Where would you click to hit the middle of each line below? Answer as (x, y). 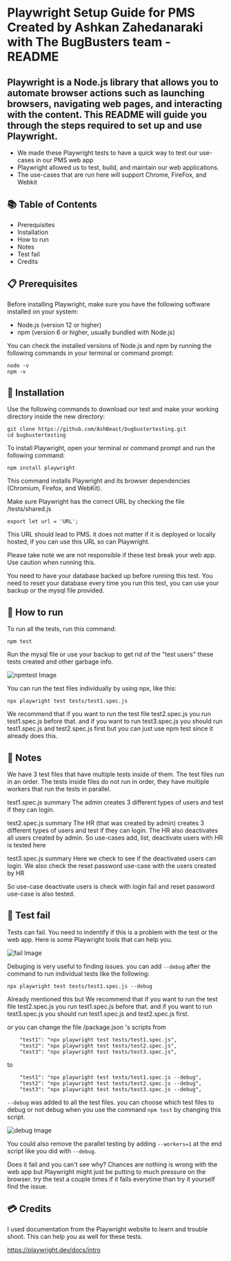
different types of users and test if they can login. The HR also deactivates (113, 831)
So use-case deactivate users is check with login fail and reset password (111, 887)
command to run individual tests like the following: (78, 973)
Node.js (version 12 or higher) (59, 325)
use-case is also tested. (41, 894)
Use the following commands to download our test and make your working (113, 410)
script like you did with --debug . (52, 1151)
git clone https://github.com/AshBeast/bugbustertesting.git (97, 430)
